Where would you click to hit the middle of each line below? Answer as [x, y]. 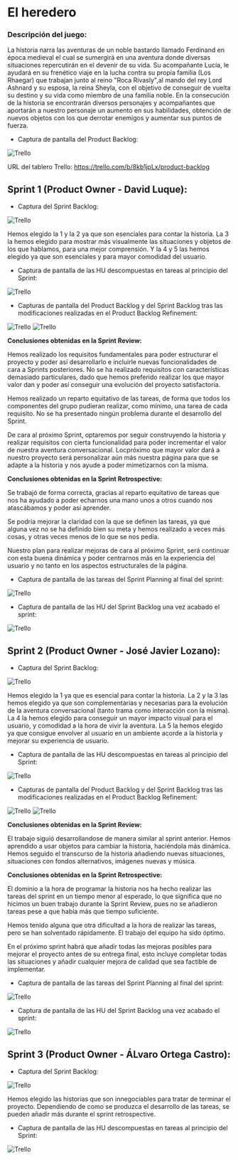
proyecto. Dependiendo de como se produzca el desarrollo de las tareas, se [118, 1106]
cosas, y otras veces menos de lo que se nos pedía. [83, 537]
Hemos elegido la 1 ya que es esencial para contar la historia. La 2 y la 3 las [118, 696]
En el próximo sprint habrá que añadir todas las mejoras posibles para [109, 947]
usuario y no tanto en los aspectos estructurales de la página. [98, 565]
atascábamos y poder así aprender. [59, 508]
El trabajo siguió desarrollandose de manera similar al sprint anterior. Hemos [119, 839]
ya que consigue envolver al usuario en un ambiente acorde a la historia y [115, 733]
